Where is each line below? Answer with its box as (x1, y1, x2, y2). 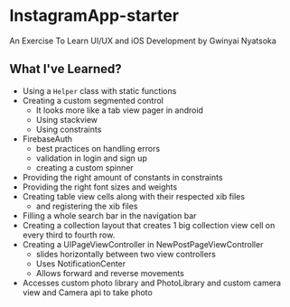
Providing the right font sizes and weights (22, 181, 178, 192)
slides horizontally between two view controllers (35, 248, 217, 259)
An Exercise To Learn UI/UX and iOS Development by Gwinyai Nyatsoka (9, 35, 277, 46)
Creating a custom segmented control (22, 95, 164, 106)
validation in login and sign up (35, 153, 147, 163)
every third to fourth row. (22, 229, 116, 240)
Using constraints (35, 124, 102, 135)
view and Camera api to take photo (22, 286, 154, 298)
